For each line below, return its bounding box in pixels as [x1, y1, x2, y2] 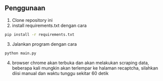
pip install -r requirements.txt [5, 32, 75, 37]
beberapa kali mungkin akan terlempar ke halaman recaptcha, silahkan [12, 65, 158, 71]
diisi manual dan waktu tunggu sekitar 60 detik [12, 70, 109, 76]
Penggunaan [5, 4, 46, 12]
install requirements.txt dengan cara [12, 22, 87, 28]
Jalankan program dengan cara [12, 41, 77, 47]
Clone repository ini [12, 17, 53, 23]
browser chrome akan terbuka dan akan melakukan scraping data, [12, 60, 149, 66]
